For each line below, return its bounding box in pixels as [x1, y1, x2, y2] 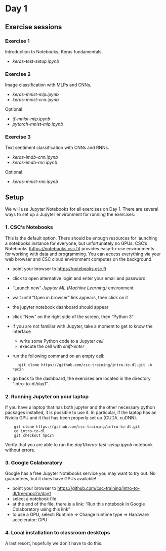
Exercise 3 [5, 134, 31, 140]
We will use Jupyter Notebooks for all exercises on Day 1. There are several [5, 206, 159, 212]
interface [12, 328, 31, 334]
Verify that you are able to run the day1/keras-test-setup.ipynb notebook [5, 441, 153, 448]
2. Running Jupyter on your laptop [5, 393, 89, 400]
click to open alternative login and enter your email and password [12, 275, 146, 281]
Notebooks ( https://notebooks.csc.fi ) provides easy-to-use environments [5, 245, 155, 251]
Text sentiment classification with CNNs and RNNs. [5, 144, 110, 151]
